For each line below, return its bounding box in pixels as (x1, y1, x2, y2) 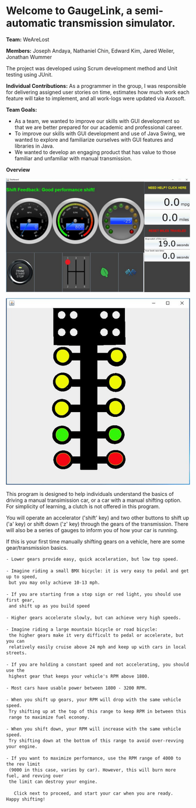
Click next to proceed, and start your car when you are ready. (13, 790, 174, 797)
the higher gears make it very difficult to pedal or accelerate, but (8, 632, 184, 639)
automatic (6, 16, 57, 30)
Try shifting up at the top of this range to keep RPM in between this (8, 708, 187, 715)
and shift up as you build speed (8, 603, 90, 610)
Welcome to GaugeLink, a (6, 4, 132, 18)
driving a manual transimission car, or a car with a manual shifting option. (6, 497, 182, 504)
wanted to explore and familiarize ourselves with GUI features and (14, 136, 173, 143)
